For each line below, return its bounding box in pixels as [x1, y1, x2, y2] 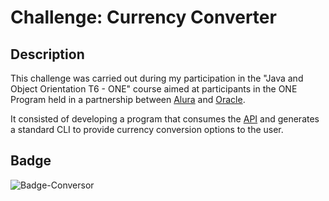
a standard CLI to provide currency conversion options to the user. [10, 124, 284, 135]
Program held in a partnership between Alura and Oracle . [10, 94, 246, 105]
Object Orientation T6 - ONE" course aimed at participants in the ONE [10, 83, 298, 95]
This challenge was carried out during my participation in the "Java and [10, 72, 304, 84]
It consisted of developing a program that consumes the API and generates [10, 113, 320, 125]
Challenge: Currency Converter [10, 6, 277, 29]
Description [10, 46, 85, 63]
